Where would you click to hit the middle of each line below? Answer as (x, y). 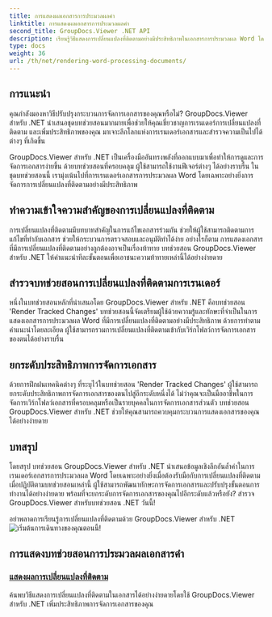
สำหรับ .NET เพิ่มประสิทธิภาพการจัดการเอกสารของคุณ (82, 603)
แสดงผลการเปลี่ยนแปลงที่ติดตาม (59, 577)
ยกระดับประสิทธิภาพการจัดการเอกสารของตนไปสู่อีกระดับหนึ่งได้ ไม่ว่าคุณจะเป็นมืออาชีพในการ (131, 394)
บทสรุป (23, 447)
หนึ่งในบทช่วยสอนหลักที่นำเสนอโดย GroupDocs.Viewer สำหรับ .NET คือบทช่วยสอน (127, 302)
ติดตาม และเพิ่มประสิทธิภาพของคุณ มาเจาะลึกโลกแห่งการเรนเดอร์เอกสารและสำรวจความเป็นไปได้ (136, 131)
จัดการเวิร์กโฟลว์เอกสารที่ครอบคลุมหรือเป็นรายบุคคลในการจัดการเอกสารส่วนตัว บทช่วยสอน (129, 402)
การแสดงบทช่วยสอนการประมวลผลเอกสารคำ (97, 554)
